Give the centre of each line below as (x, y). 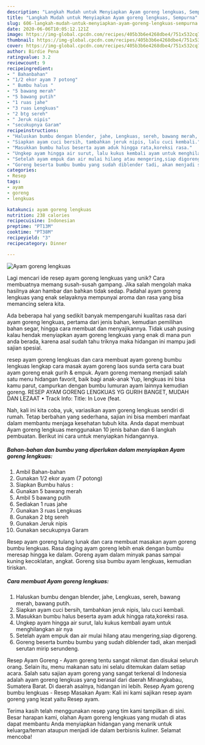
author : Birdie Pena (33, 52)
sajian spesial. (25, 348)
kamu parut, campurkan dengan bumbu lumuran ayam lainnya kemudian (98, 385)
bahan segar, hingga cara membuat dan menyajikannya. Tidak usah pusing (101, 328)
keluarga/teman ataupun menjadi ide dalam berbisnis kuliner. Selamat (94, 730)
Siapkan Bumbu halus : (44, 485)
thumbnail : (21, 40)
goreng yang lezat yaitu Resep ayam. (53, 699)
